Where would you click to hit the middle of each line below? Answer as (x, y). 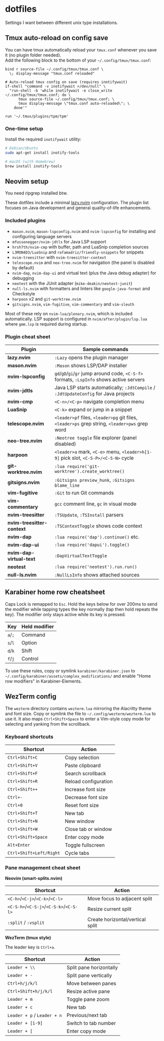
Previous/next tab (87, 1016)
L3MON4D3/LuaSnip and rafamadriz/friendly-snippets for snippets (78, 252)
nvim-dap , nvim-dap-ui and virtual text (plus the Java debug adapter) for (84, 273)
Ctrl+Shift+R (23, 781)
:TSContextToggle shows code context (98, 526)
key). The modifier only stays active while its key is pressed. (65, 614)
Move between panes (92, 984)
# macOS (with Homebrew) (30, 162)
